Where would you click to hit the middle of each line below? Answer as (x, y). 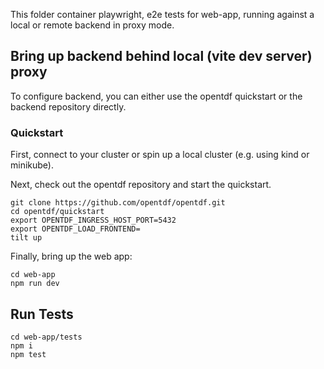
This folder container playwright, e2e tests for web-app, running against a (162, 14)
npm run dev (35, 284)
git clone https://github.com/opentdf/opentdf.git (118, 203)
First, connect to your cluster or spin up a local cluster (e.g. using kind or (160, 155)
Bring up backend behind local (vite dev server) (161, 56)
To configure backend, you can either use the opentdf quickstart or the (156, 96)
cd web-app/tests (46, 337)
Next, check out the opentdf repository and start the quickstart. (141, 185)
